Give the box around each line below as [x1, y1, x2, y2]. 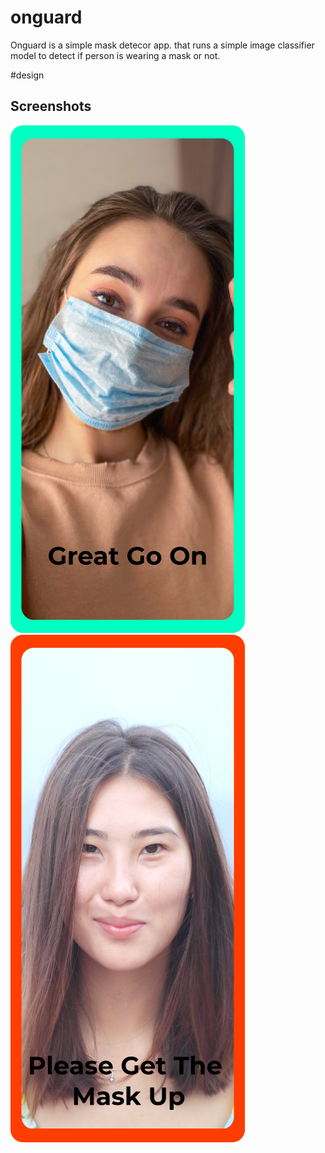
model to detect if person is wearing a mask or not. [10, 49, 221, 61]
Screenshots [10, 98, 92, 115]
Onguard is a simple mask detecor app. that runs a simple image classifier [10, 39, 315, 51]
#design [10, 69, 45, 81]
